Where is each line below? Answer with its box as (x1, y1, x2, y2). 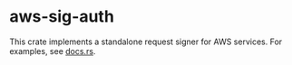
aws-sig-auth (9, 6, 115, 27)
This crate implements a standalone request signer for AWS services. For (9, 36, 283, 47)
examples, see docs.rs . (9, 45, 96, 56)
